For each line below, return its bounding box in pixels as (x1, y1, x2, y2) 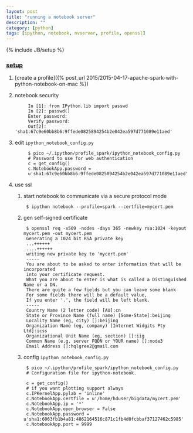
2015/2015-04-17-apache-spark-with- (86, 74, 179, 81)
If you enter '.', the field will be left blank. (26, 297, 150, 304)
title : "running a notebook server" (6, 14, 96, 20)
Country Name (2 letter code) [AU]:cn (26, 308, 121, 313)
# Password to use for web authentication (28, 156, 133, 162)
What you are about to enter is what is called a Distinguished (26, 277, 187, 283)
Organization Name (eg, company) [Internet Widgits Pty (26, 323, 166, 329)
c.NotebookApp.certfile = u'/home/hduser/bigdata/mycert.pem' (26, 396, 182, 402)
